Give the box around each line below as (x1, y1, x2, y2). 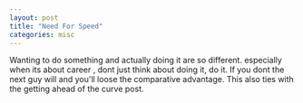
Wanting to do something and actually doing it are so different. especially (9, 55, 283, 66)
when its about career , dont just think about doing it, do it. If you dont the (9, 64, 285, 75)
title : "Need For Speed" (9, 22, 103, 31)
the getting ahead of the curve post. (9, 83, 144, 95)
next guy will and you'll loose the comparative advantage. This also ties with (9, 74, 295, 85)
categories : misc (9, 30, 75, 39)
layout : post (9, 13, 59, 23)
